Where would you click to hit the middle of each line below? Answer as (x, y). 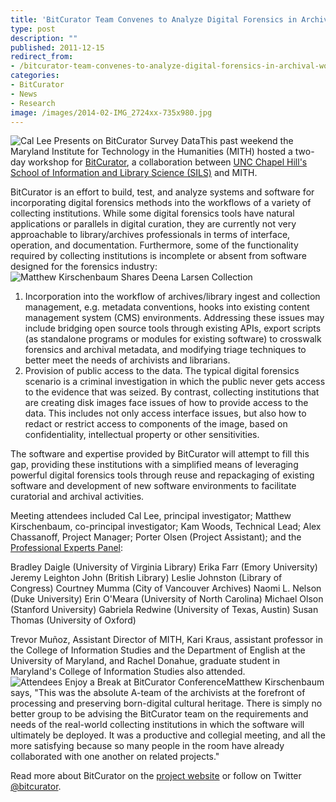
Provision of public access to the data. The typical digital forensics (162, 371)
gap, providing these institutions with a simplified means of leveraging (154, 465)
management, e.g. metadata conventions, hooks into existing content (167, 307)
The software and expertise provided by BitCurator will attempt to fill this (160, 454)
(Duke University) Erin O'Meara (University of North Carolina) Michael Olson (167, 599)
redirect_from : (42, 57)
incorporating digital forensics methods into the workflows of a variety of (161, 203)
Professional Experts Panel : (67, 548)
